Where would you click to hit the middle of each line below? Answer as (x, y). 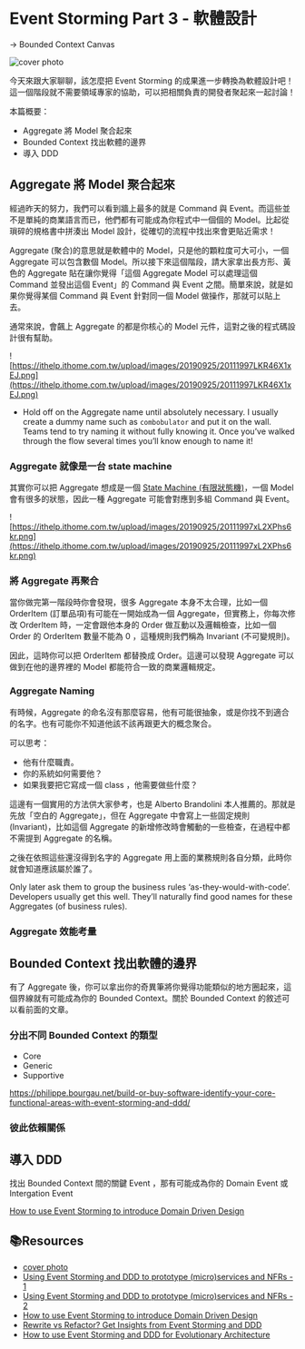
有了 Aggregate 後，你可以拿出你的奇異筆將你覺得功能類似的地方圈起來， (147, 987)
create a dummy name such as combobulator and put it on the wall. (147, 421)
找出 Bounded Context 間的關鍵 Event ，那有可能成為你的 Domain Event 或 (149, 1183)
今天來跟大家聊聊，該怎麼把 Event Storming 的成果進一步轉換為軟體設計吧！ (152, 80)
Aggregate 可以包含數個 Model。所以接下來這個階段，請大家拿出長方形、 (147, 261)
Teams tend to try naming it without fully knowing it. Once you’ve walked (158, 431)
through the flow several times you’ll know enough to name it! (138, 440)
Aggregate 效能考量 (53, 931)
